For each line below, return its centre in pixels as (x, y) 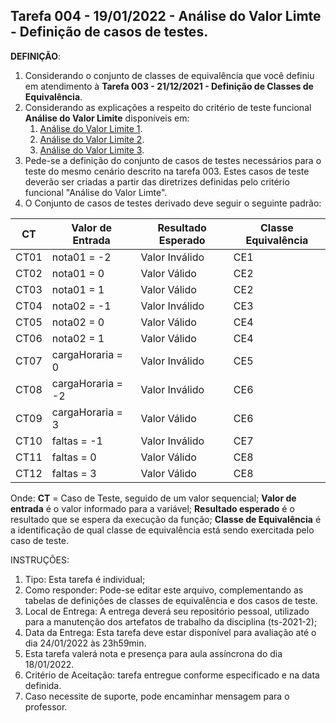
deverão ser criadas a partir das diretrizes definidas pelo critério (157, 181)
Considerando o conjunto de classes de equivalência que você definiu (169, 75)
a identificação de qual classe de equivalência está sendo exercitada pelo (162, 530)
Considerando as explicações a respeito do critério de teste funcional (168, 107)
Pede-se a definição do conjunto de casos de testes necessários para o (173, 160)
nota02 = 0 (78, 322)
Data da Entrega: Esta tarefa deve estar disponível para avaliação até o (170, 632)
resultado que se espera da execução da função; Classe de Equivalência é (166, 519)
